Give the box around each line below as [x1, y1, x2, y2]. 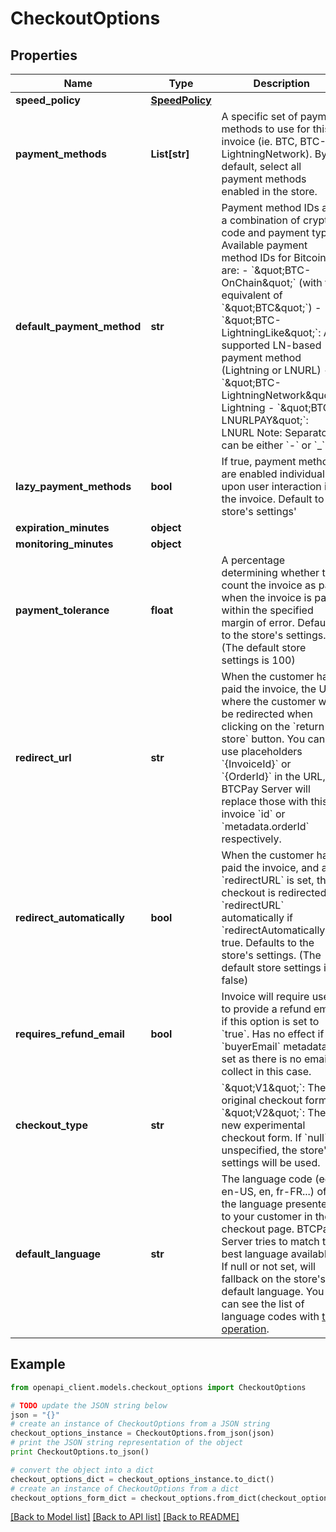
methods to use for [221, 122, 311, 136]
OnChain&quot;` [221, 276, 297, 289]
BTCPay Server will [221, 782, 311, 796]
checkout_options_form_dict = [10, 1493, 137, 1503]
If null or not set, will [221, 1260, 316, 1273]
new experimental [221, 1118, 306, 1132]
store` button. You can [221, 732, 326, 746]
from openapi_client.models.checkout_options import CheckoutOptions [10, 1382, 307, 1392]
